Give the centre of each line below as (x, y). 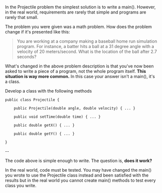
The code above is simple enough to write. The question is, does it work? (79, 161)
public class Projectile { (32, 100)
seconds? (27, 57)
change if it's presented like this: (38, 32)
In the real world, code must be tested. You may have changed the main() (78, 170)
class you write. (21, 185)
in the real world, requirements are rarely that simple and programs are (76, 12)
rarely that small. (22, 17)
